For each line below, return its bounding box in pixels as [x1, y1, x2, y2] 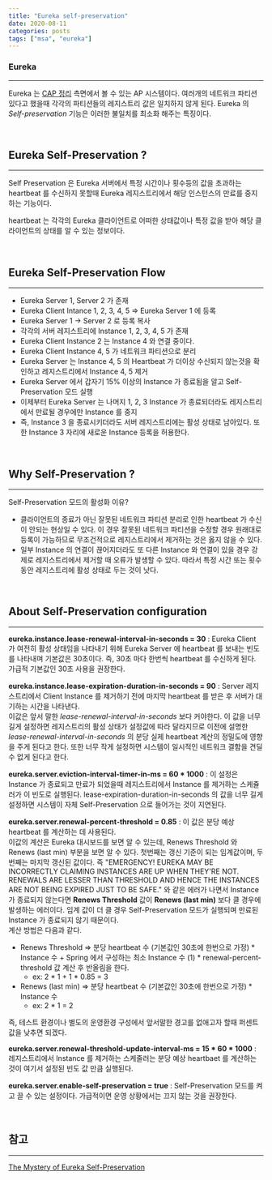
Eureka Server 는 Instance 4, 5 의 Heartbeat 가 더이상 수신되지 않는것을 [19, 357, 252, 366]
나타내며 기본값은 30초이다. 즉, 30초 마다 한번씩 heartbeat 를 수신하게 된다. [16, 653, 257, 663]
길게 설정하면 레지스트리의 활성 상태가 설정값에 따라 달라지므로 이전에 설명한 [8, 721, 249, 731]
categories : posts [8, 27, 70, 35]
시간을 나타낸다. [29, 701, 80, 711]
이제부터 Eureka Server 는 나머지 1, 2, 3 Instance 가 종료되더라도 [19, 397, 228, 407]
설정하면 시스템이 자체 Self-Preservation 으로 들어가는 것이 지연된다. [8, 799, 227, 809]
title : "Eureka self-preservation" [8, 11, 129, 20]
